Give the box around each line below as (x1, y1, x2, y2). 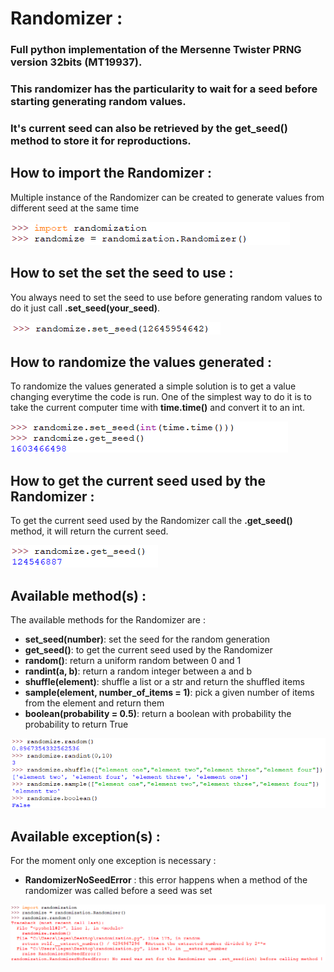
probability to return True (24, 718, 129, 731)
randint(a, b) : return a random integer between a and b (24, 665, 253, 677)
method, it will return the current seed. (10, 525, 169, 537)
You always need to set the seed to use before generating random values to (10, 291, 323, 303)
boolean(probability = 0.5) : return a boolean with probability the (24, 708, 292, 720)
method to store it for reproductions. (10, 133, 192, 147)
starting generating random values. (10, 95, 187, 109)
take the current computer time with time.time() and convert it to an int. (10, 402, 306, 414)
